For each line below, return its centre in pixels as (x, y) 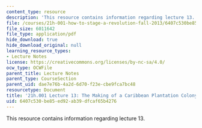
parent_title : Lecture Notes (43, 73)
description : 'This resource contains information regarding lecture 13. (101, 17)
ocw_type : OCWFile (29, 68)
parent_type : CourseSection (41, 79)
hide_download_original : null (44, 46)
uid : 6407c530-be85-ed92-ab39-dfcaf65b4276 (62, 101)
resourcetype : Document (36, 90)
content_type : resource (36, 12)
